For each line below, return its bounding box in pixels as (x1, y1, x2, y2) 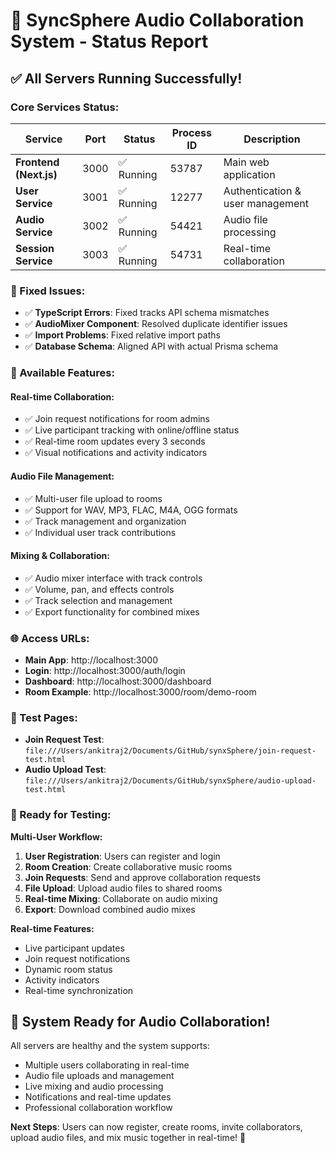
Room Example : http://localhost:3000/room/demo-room (24, 686, 257, 698)
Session (15, 241, 55, 255)
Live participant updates (24, 942, 125, 954)
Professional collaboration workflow (24, 1102, 173, 1114)
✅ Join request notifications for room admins (24, 413, 211, 425)
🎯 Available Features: (10, 366, 115, 380)
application (223, 167, 276, 181)
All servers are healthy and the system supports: (10, 1040, 210, 1052)
